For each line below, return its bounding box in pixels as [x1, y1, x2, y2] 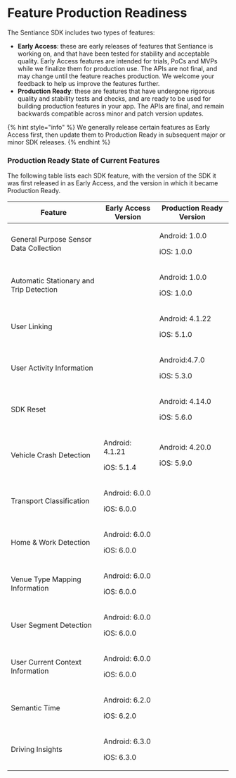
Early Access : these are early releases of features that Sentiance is [17, 42, 214, 50]
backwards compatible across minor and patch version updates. [17, 109, 204, 118]
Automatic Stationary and [11, 276, 95, 286]
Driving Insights [11, 745, 63, 755]
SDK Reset [11, 405, 46, 414]
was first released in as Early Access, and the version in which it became [7, 179, 218, 187]
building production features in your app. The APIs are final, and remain [17, 101, 225, 110]
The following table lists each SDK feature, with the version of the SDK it [7, 171, 216, 180]
